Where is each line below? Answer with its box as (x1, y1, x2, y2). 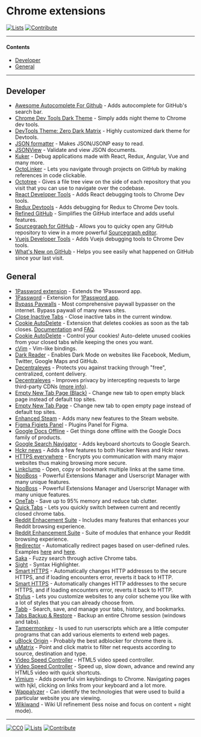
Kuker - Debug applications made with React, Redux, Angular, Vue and (14, 153, 190, 160)
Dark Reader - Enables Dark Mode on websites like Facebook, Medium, (14, 351, 191, 358)
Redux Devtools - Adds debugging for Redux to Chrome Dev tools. (14, 203, 179, 211)
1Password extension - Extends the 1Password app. (14, 287, 142, 294)
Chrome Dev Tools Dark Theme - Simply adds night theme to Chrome (14, 114, 187, 121)
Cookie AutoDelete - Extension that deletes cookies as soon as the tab (14, 319, 189, 327)
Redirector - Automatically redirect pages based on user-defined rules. (14, 541, 190, 549)
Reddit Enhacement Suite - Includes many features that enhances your (14, 516, 190, 523)
